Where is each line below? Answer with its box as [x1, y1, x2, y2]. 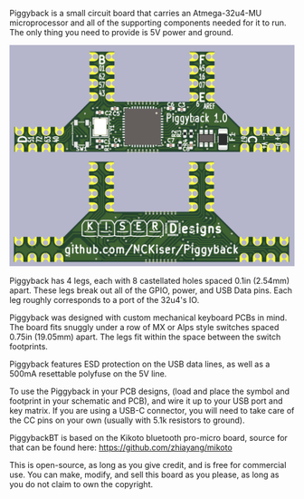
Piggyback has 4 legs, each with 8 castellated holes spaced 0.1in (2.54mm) [9, 276, 290, 287]
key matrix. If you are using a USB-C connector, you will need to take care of [9, 406, 295, 416]
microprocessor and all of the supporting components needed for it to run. [9, 17, 287, 28]
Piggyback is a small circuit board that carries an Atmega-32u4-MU [9, 8, 262, 18]
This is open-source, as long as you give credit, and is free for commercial [9, 460, 287, 471]
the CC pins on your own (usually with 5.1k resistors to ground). [9, 415, 245, 426]
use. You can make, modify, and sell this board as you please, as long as [9, 469, 280, 480]
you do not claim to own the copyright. [9, 479, 154, 490]
